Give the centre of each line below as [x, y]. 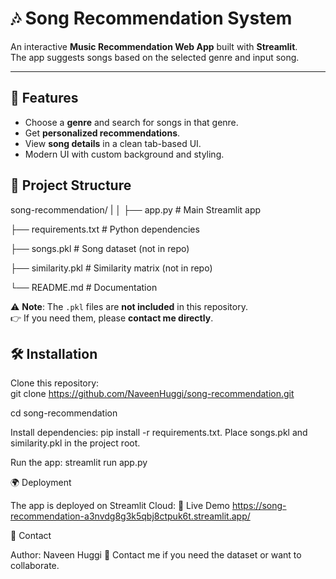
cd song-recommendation [64, 413]
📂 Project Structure [71, 185]
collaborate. [35, 566]
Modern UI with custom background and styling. [124, 154]
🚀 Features [44, 98]
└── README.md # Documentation [84, 287]
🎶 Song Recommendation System [151, 18]
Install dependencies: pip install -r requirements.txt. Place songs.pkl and [159, 433]
